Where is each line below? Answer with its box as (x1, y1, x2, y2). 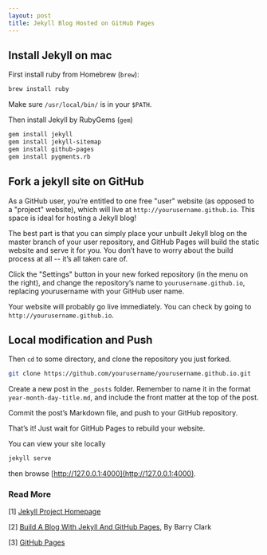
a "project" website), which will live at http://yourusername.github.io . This (8, 204, 255, 214)
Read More (8, 488, 52, 499)
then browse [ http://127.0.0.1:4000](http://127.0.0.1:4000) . (8, 469, 197, 478)
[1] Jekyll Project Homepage (8, 507, 101, 517)
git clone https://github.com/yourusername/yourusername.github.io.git (8, 370, 251, 378)
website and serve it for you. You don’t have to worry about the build (8, 245, 234, 255)
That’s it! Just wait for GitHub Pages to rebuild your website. (8, 423, 206, 433)
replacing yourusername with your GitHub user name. (8, 286, 185, 296)
